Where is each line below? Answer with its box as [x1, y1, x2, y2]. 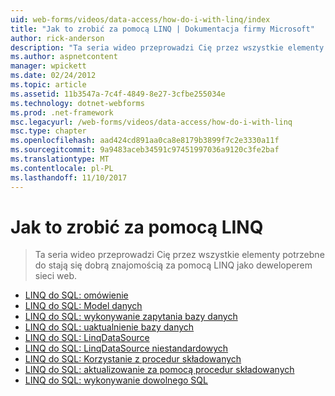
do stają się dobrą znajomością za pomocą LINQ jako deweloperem [34, 259, 313, 271]
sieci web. [34, 270, 78, 282]
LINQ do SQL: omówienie [24, 289, 129, 301]
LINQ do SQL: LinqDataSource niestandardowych [24, 342, 229, 355]
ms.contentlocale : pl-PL [10, 163, 114, 173]
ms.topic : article [10, 80, 87, 90]
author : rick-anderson [10, 33, 105, 43]
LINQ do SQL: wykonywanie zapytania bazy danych [24, 311, 238, 323]
